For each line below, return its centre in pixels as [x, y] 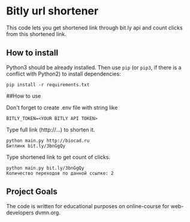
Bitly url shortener [52, 11]
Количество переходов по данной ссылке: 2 [60, 173]
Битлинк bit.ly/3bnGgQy [36, 146]
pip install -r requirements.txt [48, 85]
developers [20, 212]
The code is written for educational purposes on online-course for [88, 206]
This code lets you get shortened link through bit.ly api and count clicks [94, 28]
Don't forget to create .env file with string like [62, 107]
